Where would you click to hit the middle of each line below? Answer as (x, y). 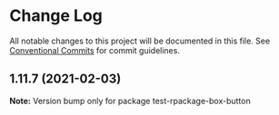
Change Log (56, 16)
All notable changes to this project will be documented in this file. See (140, 41)
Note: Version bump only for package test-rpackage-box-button (130, 101)
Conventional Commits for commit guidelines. (95, 50)
